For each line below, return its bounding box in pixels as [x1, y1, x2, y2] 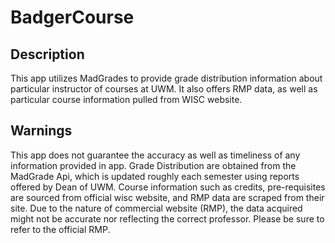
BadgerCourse [10, 6, 135, 29]
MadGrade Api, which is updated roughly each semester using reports [10, 170, 300, 182]
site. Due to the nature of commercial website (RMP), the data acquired [10, 202, 303, 214]
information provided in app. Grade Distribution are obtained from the [10, 159, 297, 171]
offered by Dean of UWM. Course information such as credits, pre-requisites [10, 181, 326, 193]
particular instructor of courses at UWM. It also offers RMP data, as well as [10, 83, 318, 95]
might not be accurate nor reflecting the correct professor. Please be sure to [10, 212, 325, 225]
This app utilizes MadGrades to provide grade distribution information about [10, 72, 323, 84]
